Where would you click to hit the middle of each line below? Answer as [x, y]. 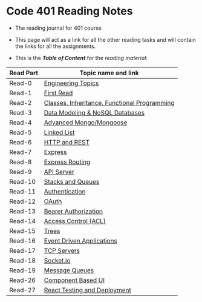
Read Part [24, 73]
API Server [59, 172]
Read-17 [23, 250]
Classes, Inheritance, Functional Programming [109, 102]
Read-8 [21, 162]
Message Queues [69, 270]
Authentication [65, 191]
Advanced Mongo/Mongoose [86, 122]
